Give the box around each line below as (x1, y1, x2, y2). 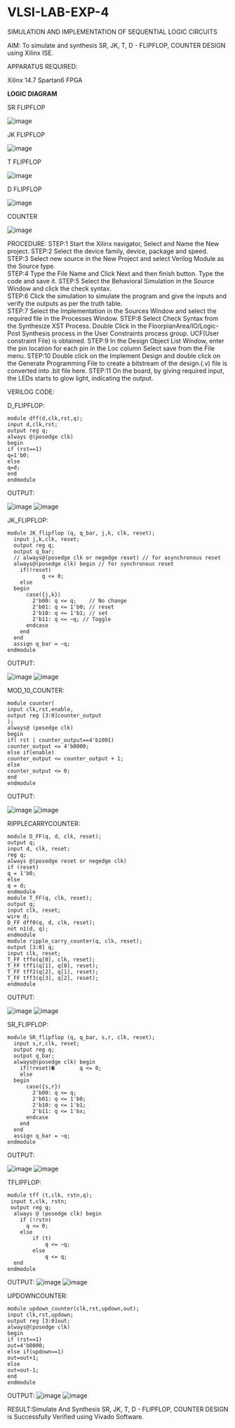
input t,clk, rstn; (10, 1197, 68, 1205)
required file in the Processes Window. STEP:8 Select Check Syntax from (7, 314, 219, 322)
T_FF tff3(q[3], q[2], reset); (7, 974, 99, 981)
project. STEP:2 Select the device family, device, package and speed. (7, 247, 208, 255)
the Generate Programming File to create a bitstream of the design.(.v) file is (7, 359, 228, 367)
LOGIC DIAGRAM (7, 89, 58, 98)
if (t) (32, 1235, 52, 1242)
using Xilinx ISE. (7, 49, 54, 57)
